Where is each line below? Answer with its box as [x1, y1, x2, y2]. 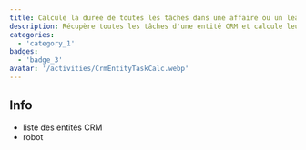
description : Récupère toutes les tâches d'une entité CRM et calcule [9, 22, 283, 31]
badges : [9, 47, 39, 56]
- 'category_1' [17, 38, 76, 48]
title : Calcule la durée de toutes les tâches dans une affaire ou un [9, 13, 283, 23]
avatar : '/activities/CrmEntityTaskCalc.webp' [9, 65, 189, 74]
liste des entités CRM [22, 122, 103, 133]
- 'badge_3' [17, 55, 64, 65]
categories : [9, 30, 55, 39]
